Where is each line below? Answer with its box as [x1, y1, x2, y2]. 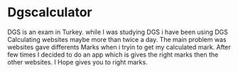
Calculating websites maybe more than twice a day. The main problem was [7, 35, 227, 43]
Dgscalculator [7, 4, 92, 21]
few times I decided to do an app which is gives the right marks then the [7, 50, 219, 59]
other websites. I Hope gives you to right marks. [7, 57, 148, 66]
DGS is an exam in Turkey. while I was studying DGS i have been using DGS [7, 28, 229, 36]
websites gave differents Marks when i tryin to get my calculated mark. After [7, 43, 231, 51]
